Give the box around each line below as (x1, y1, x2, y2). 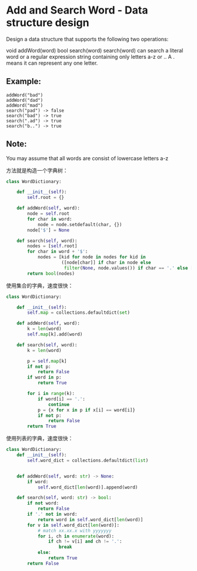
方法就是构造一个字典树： (6, 167, 68, 174)
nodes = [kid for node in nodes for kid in (37, 254, 146, 260)
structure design (6, 16, 89, 29)
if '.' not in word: (27, 512, 78, 517)
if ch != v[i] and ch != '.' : (48, 539, 122, 545)
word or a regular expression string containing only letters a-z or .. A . (6, 53, 175, 60)
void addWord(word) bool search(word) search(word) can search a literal (6, 47, 183, 54)
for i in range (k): (27, 391, 75, 397)
